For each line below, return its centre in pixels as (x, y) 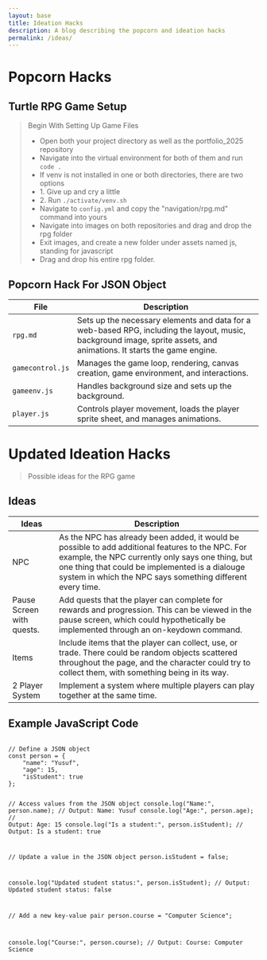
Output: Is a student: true (55, 831)
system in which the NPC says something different (153, 576)
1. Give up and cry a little (80, 192)
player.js (31, 414)
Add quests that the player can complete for (141, 599)
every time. (80, 587)
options (52, 183)
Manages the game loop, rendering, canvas (158, 363)
